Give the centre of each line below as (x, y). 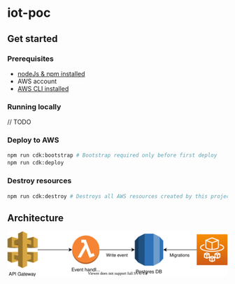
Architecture (36, 218)
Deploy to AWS (33, 140)
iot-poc (29, 13)
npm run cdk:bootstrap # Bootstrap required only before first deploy (112, 155)
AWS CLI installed (43, 88)
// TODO (19, 122)
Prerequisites (30, 59)
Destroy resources (40, 181)
